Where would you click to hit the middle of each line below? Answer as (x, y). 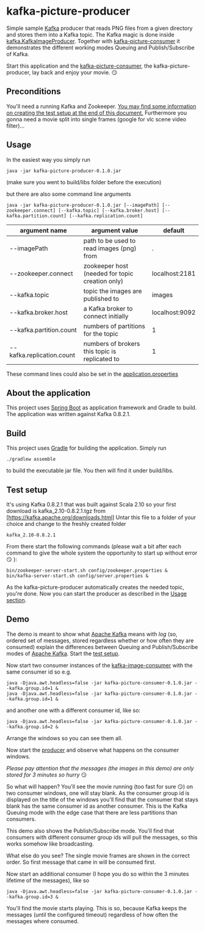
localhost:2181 (174, 273)
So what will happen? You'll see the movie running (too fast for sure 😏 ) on (100, 786)
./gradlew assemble (31, 459)
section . (16, 600)
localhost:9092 (174, 312)
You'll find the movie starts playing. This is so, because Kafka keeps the (97, 908)
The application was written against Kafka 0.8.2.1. (69, 414)
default (174, 230)
